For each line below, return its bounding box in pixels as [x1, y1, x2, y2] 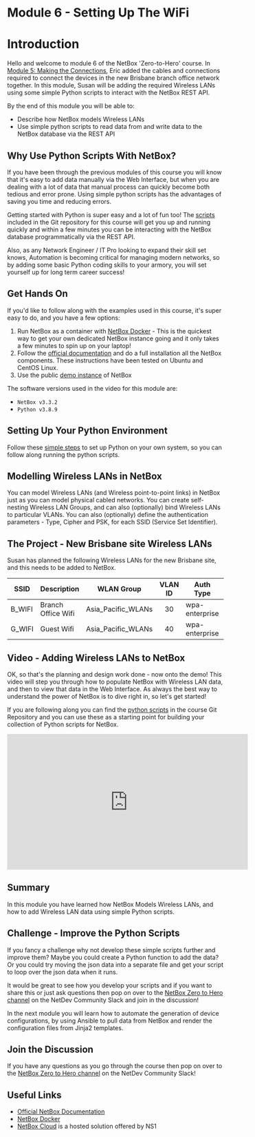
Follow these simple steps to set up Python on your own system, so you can [7, 443, 222, 451]
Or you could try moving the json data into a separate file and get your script [7, 960, 224, 969]
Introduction [7, 37, 80, 52]
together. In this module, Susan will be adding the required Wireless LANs [7, 81, 215, 90]
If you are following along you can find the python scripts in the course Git [7, 706, 217, 714]
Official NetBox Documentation [16, 1107, 105, 1116]
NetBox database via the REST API [16, 130, 115, 139]
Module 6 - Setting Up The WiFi [7, 5, 190, 21]
